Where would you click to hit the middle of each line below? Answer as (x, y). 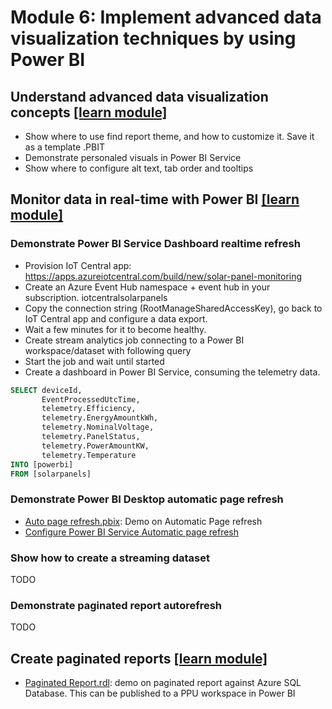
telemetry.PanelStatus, (91, 437)
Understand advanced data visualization (139, 96)
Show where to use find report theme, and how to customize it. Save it (169, 136)
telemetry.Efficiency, (89, 409)
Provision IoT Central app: (78, 265)
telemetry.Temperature (89, 455)
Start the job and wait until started (94, 361)
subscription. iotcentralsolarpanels (96, 297)
